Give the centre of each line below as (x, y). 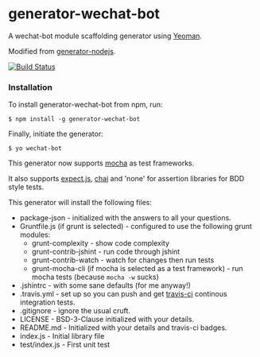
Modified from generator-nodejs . (62, 51)
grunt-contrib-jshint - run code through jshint (106, 252)
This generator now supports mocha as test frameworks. (101, 163)
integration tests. (47, 302)
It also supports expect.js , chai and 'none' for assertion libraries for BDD (126, 179)
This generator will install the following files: (80, 203)
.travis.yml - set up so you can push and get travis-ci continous (124, 294)
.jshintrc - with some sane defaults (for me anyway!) (105, 285)
